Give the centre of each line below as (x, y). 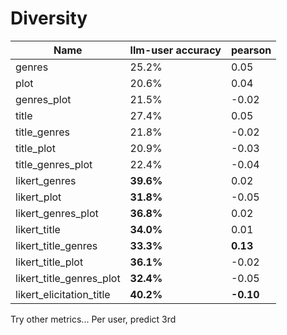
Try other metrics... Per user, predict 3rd (93, 319)
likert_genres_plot (57, 213)
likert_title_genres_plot (68, 278)
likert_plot (38, 197)
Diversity (49, 18)
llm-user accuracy (175, 50)
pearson (251, 50)
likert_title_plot (49, 262)
